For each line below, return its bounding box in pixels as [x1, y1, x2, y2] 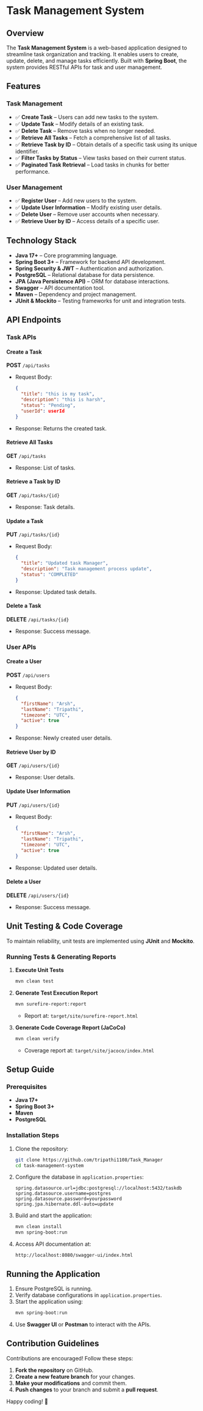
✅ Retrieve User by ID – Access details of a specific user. [15, 217, 160, 224]
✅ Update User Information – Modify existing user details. [15, 204, 162, 211]
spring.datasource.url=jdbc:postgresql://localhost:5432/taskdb [15, 1185, 182, 1191]
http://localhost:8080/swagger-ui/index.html [15, 1252, 133, 1259]
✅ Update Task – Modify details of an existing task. [15, 120, 144, 127]
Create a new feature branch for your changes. [15, 1373, 135, 1380]
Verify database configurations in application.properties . [15, 1291, 163, 1299]
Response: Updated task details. [15, 588, 97, 595]
